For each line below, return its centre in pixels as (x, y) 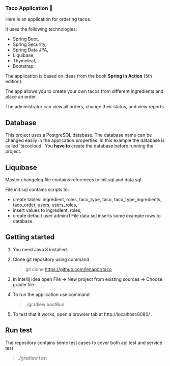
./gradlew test (32, 358)
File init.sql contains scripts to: (37, 189)
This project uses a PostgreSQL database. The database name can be (79, 135)
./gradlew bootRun (45, 304)
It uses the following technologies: (41, 29)
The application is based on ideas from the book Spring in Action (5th (79, 76)
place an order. (21, 97)
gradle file (23, 284)
